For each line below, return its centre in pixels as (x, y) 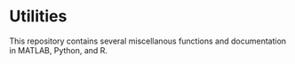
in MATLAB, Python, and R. (59, 50)
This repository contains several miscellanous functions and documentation (148, 41)
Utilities (38, 16)
